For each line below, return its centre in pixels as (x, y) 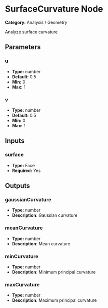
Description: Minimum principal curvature (54, 272)
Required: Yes (26, 171)
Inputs (15, 141)
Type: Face (23, 165)
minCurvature (22, 256)
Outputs (18, 186)
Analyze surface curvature (31, 32)
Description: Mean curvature (41, 243)
